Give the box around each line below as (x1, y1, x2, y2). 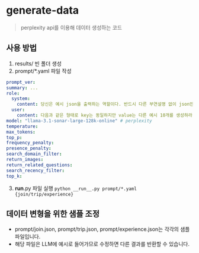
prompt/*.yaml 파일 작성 (14, 67, 72, 74)
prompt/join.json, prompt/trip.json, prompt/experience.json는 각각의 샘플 (14, 226, 190, 233)
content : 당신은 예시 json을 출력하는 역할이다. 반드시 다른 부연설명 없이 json (17, 102, 190, 107)
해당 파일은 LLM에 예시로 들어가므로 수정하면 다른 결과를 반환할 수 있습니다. (14, 241, 190, 248)
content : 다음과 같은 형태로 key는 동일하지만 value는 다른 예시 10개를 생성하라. (17, 112, 195, 118)
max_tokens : (6, 129, 36, 135)
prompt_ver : (6, 79, 36, 85)
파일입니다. (14, 233, 41, 241)
